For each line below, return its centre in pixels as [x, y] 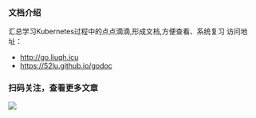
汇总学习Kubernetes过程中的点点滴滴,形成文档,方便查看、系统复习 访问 [124, 31]
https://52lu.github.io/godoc [66, 66]
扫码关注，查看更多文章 [53, 88]
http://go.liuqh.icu [49, 57]
